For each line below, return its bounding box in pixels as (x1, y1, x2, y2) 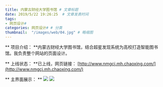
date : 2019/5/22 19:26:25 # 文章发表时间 (5, 12, 89, 17)
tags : (5, 16, 16, 21)
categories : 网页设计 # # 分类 (5, 26, 62, 30)
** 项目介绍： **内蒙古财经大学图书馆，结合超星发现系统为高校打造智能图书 (5, 44, 158, 50)
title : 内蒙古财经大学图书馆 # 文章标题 (5, 7, 79, 12)
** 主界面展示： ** (5, 77, 42, 82)
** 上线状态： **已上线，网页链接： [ (5, 61, 80, 66)
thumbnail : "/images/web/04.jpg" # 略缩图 (5, 30, 93, 35)
